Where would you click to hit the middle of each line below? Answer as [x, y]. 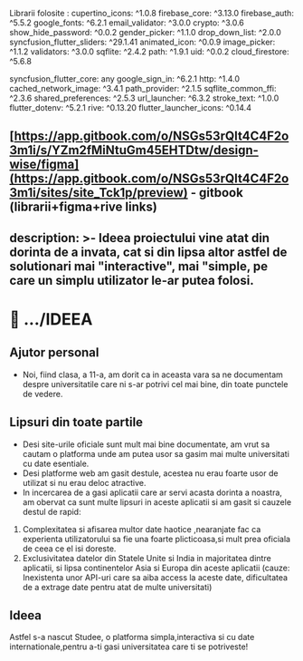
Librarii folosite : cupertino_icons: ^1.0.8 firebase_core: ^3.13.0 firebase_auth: [151, 13]
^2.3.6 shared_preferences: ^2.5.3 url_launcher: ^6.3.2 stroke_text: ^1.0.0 [144, 98]
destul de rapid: [52, 511]
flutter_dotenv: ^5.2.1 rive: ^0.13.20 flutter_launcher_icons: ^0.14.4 [130, 107]
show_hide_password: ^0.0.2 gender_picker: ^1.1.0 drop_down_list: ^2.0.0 [146, 32]
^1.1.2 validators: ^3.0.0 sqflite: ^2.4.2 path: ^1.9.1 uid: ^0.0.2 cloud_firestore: [149, 52]
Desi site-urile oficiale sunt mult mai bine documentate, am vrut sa [146, 444]
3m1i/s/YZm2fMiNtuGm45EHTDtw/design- [134, 150]
